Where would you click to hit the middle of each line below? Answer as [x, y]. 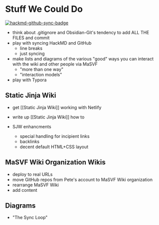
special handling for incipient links [55, 136]
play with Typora [29, 80]
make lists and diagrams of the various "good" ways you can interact [83, 58]
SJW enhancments [32, 126]
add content [25, 190]
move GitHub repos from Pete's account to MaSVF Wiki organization [82, 179]
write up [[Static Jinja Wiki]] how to [48, 117]
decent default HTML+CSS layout [54, 147]
